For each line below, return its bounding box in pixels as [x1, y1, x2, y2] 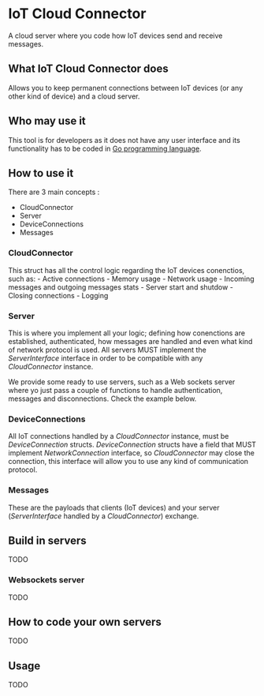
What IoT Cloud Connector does [8, 62, 169, 76]
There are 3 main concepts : [8, 187, 100, 197]
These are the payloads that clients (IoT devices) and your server [8, 503, 220, 512]
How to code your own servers [8, 616, 162, 629]
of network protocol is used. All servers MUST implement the [8, 345, 206, 354]
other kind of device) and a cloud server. [8, 92, 140, 101]
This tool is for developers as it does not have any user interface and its [8, 135, 240, 144]
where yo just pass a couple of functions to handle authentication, [8, 385, 223, 395]
